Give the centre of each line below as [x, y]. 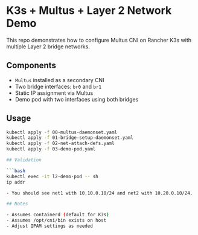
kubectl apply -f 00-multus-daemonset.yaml [62, 132]
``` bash [16, 171]
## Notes [17, 204]
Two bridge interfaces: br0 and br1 [58, 86]
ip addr [16, 182]
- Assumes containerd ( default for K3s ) [58, 215]
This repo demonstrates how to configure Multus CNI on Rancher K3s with [99, 40]
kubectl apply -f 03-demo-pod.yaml [51, 149]
